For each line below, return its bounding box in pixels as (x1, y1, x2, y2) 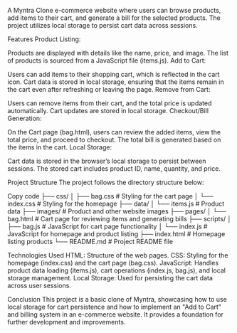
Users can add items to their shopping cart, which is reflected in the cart (7, 70, 220, 78)
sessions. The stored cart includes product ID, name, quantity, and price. (7, 164, 221, 173)
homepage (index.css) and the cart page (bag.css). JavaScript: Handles (7, 259, 219, 267)
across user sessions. (7, 281, 71, 290)
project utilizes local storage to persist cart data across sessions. (7, 21, 198, 29)
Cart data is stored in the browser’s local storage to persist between (7, 157, 206, 165)
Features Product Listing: (7, 35, 81, 43)
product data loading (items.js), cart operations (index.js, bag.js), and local (7, 266, 226, 275)
